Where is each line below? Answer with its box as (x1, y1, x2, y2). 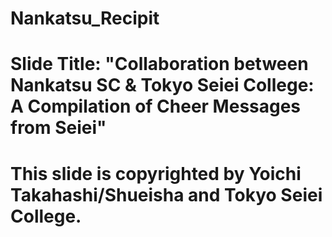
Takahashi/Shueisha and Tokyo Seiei (10, 183, 323, 206)
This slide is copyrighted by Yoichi (10, 162, 302, 185)
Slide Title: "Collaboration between (10, 53, 309, 76)
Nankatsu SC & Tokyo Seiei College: (10, 74, 315, 97)
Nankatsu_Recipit (10, 7, 160, 30)
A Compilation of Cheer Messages (10, 95, 302, 118)
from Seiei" (10, 117, 107, 139)
